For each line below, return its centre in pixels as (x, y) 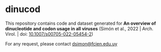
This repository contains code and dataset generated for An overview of (80, 23)
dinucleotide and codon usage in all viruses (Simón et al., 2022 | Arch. (79, 28)
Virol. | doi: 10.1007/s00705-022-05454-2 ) (49, 34)
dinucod (23, 9)
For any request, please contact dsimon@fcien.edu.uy (61, 43)
